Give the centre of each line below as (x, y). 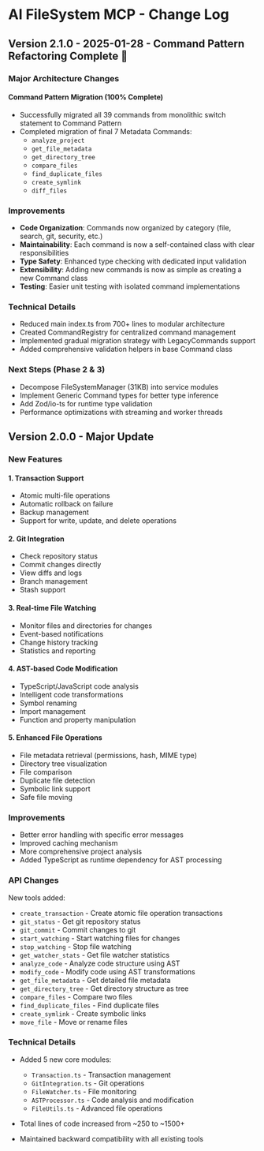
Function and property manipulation (78, 719)
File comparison (46, 772)
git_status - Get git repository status (80, 921)
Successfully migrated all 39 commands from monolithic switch (123, 114)
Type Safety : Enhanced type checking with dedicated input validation (133, 261)
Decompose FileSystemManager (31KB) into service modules (119, 387)
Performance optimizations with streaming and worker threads (121, 412)
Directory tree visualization (63, 764)
